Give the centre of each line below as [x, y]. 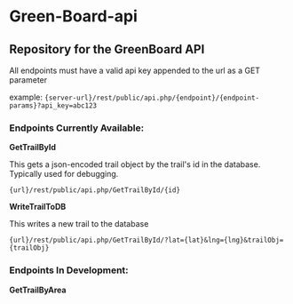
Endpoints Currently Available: [77, 128]
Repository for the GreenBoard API [107, 49]
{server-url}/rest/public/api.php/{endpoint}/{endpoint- [152, 98]
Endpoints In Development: [69, 270]
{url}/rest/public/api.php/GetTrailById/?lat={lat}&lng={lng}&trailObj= [146, 240]
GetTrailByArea [38, 290]
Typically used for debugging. [64, 174]
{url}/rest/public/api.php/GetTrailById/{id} [95, 190]
